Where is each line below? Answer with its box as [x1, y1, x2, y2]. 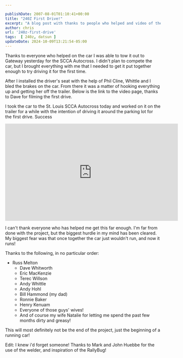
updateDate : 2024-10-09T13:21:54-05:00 [5, 39, 87, 44]
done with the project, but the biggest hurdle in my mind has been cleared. [5, 230, 157, 236]
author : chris [5, 25, 35, 30]
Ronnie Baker [19, 296, 47, 302]
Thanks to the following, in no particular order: [5, 250, 100, 256]
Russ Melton [12, 260, 38, 266]
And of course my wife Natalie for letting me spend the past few [19, 312, 150, 318]
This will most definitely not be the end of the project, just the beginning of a [5, 327, 160, 333]
